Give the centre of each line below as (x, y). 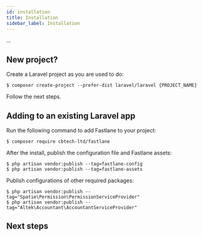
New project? (32, 59)
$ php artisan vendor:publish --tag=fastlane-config (75, 164)
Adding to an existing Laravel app (71, 116)
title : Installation (33, 18)
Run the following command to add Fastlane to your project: (81, 130)
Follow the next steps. (34, 97)
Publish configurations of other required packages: (70, 180)
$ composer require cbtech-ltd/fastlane (58, 142)
